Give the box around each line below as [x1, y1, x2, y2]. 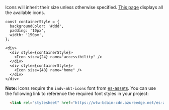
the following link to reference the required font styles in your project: [5, 90, 149, 96]
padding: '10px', [10, 28, 46, 33]
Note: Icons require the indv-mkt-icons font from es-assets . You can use [5, 85, 156, 91]
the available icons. [5, 10, 45, 16]
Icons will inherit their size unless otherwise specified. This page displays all [5, 5, 163, 10]
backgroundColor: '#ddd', [10, 24, 64, 29]
